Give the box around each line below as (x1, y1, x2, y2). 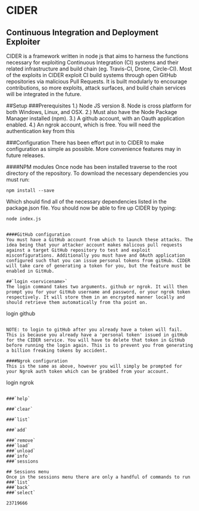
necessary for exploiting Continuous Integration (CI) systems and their (6, 59, 179, 66)
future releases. (6, 152, 45, 159)
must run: (6, 176, 30, 183)
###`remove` (6, 438, 36, 444)
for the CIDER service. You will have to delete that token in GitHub (6, 337, 185, 343)
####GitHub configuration (6, 232, 70, 238)
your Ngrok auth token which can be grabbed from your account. (6, 368, 169, 374)
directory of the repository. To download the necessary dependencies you (6, 170, 189, 177)
